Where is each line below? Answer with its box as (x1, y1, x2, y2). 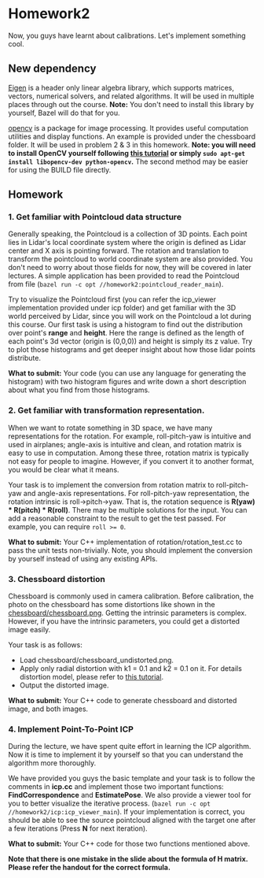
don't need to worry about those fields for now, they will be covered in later (8, 263, 251, 272)
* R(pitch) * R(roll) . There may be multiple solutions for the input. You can (8, 505, 247, 514)
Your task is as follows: (8, 640, 82, 650)
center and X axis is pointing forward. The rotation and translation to (8, 246, 229, 256)
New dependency (8, 62, 97, 76)
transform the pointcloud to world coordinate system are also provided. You (8, 254, 253, 264)
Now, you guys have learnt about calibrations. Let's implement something (8, 31, 246, 40)
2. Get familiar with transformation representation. (8, 405, 205, 416)
